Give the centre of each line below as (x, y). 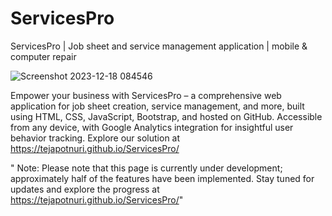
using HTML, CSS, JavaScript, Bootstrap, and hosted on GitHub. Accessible (166, 116)
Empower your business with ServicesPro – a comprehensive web (146, 95)
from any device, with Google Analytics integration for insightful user (152, 127)
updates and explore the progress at (85, 189)
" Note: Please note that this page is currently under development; (146, 168)
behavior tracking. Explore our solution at (95, 138)
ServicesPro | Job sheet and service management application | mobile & (159, 46)
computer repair (43, 56)
